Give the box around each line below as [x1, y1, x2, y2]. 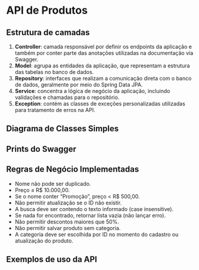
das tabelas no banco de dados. [14, 69, 94, 75]
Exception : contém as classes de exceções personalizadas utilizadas [14, 100, 186, 107]
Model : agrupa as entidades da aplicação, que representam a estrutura [14, 62, 190, 69]
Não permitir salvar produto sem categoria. [14, 224, 121, 231]
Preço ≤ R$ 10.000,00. [14, 186, 70, 194]
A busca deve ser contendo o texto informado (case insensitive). [14, 205, 174, 212]
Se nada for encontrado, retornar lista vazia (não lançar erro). [14, 212, 166, 219]
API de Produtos [6, 4, 88, 17]
